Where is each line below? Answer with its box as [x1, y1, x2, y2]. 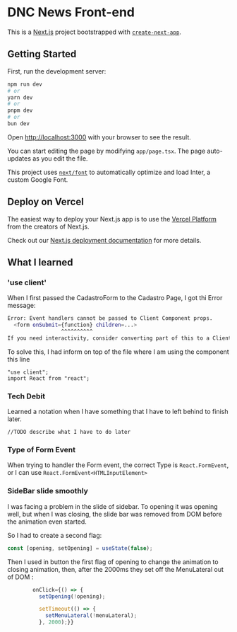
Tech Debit [7, 391, 46, 401]
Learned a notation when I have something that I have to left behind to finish [7, 408, 229, 416]
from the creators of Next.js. [7, 222, 90, 231]
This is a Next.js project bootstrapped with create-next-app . [7, 28, 182, 36]
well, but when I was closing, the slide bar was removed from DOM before [7, 510, 222, 518]
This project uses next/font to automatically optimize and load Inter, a [7, 168, 211, 176]
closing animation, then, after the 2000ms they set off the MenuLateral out [7, 565, 224, 573]
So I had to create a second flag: [7, 531, 102, 539]
